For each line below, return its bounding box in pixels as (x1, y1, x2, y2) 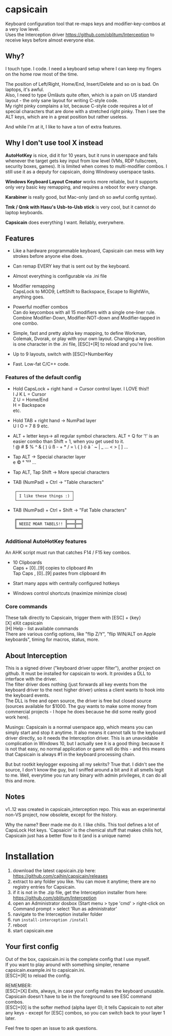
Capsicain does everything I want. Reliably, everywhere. (5, 219, 125, 225)
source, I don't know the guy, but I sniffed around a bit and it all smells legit (5, 767, 164, 773)
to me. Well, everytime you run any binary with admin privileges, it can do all (5, 772, 167, 779)
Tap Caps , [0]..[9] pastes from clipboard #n (12, 570, 106, 576)
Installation (5, 851, 54, 862)
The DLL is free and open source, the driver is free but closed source (5, 698, 151, 704)
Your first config (5, 943, 59, 951)
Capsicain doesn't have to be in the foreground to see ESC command (5, 993, 152, 1000)
